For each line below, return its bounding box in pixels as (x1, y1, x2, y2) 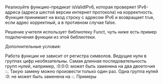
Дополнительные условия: (5, 44, 61, 49)
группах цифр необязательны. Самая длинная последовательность (5, 58, 147, 64)
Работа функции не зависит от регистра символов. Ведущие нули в (5, 53, 147, 59)
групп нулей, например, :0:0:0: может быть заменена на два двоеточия (5, 63, 155, 69)
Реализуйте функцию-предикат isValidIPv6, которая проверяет (5, 4, 137, 10)
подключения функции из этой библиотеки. (5, 34, 96, 40)
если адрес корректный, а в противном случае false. (5, 19, 116, 25)
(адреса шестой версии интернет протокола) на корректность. (21, 9, 154, 15)
